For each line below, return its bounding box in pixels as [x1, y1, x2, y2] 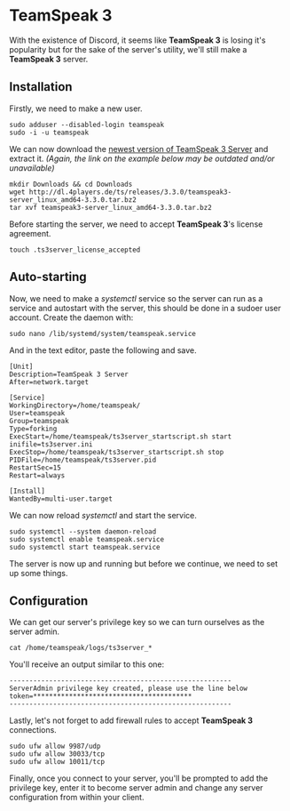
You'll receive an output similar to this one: [9, 659, 165, 670]
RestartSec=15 [9, 463, 62, 472]
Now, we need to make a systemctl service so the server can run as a [9, 293, 263, 303]
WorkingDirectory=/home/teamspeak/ [9, 401, 141, 410]
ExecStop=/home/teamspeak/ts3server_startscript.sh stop [9, 447, 224, 456]
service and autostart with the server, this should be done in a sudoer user [9, 302, 282, 313]
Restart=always [9, 470, 66, 480]
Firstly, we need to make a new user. [9, 103, 143, 114]
